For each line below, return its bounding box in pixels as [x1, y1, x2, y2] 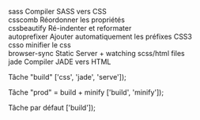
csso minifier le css [8, 40, 71, 50]
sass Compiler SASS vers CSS [8, 7, 107, 16]
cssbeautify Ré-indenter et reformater [8, 24, 132, 32]
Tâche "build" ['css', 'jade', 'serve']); [8, 73, 126, 81]
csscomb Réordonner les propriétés [8, 15, 125, 24]
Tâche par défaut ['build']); [8, 103, 96, 112]
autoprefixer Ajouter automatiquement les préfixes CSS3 [8, 32, 192, 41]
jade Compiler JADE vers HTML [8, 57, 111, 66]
